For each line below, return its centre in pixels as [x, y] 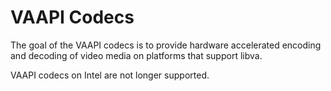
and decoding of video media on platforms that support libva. [136, 55]
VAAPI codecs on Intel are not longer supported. [110, 75]
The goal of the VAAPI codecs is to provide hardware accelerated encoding [166, 45]
